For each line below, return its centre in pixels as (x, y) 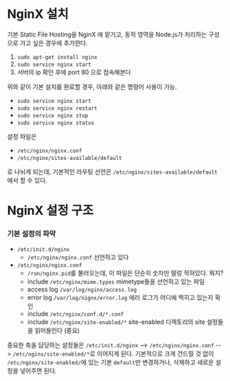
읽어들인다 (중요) (57, 331)
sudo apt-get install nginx (57, 57)
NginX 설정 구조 (50, 211)
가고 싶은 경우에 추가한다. (54, 43)
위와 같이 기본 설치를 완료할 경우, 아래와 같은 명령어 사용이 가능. (92, 86)
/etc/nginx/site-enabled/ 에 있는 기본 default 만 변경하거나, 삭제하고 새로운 (111, 362)
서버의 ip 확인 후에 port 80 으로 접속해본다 (74, 72)
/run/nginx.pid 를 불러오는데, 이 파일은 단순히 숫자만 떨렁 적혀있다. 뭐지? (125, 273)
